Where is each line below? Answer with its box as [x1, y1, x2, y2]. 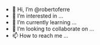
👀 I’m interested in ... [12, 12, 64, 19]
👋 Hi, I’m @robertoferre [12, 6, 70, 13]
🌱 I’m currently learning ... [12, 19, 77, 26]
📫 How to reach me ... [12, 32, 68, 39]
